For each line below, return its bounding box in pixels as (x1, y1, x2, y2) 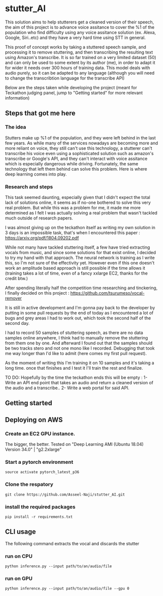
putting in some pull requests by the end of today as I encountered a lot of (5, 310, 154, 316)
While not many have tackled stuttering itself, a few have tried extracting (5, 244, 150, 250)
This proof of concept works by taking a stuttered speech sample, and (5, 44, 146, 50)
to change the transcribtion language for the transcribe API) (5, 75, 125, 81)
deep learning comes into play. (5, 171, 67, 177)
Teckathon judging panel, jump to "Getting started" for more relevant (5, 90, 143, 96)
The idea (5, 124, 26, 131)
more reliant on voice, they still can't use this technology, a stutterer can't (5, 145, 152, 151)
